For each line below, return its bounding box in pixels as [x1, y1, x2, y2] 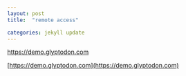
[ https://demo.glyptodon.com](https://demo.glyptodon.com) [7, 61, 179, 70]
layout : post [7, 10, 45, 17]
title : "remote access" [7, 17, 79, 23]
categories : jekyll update [7, 29, 85, 36]
